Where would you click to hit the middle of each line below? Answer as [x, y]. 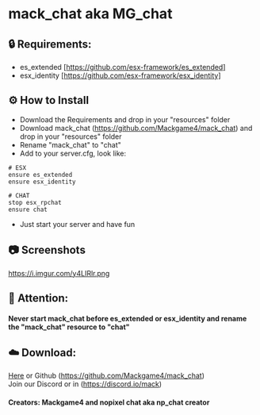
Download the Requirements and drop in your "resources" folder [125, 119]
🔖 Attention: [38, 298]
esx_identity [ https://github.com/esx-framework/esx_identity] [120, 75]
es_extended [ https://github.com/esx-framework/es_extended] [122, 67]
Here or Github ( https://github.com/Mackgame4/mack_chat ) [106, 376]
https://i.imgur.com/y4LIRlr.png [59, 273]
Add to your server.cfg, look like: [73, 153]
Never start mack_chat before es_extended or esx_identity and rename [128, 318]
